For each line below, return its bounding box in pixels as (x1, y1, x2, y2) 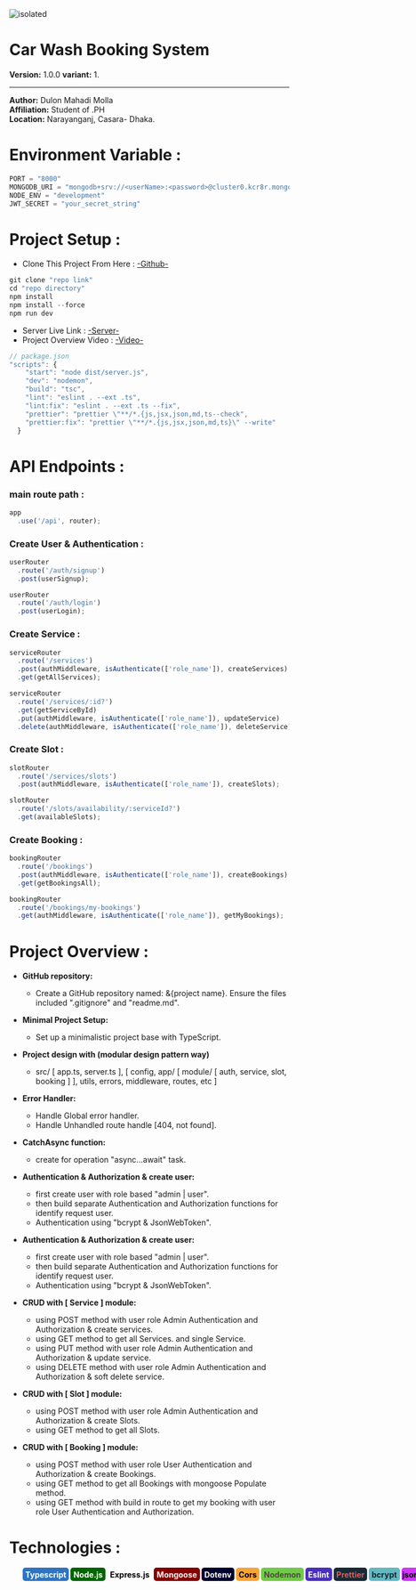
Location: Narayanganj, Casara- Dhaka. (9, 113, 156, 124)
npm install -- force (9, 300, 86, 310)
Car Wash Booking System (9, 40, 210, 61)
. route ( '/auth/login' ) (17, 598, 101, 608)
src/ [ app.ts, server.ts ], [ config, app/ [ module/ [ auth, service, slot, (35, 1067, 287, 1077)
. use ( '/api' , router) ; (17, 516, 101, 525)
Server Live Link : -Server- (21, 325, 120, 336)
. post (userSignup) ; (17, 574, 90, 583)
